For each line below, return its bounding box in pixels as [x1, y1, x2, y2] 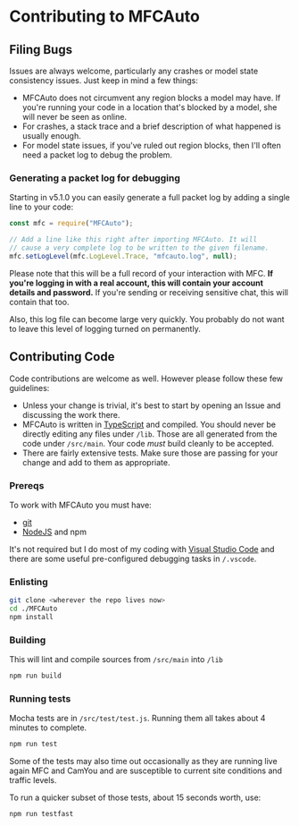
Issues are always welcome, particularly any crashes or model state [9, 65, 259, 76]
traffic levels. [9, 775, 57, 786]
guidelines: [9, 382, 50, 393]
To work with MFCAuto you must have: [9, 499, 152, 510]
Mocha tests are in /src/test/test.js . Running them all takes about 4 [9, 713, 266, 724]
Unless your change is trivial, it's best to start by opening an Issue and [21, 400, 281, 411]
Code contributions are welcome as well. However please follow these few [9, 373, 284, 384]
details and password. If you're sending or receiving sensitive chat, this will [9, 286, 288, 297]
